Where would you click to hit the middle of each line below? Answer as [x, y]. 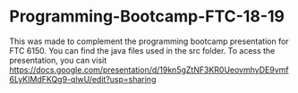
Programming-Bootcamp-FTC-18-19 [147, 17]
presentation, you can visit [58, 60]
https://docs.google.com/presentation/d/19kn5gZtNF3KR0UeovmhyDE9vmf [149, 70]
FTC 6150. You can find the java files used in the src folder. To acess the [142, 50]
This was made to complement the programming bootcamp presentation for [149, 41]
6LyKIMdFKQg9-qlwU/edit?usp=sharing [83, 79]
